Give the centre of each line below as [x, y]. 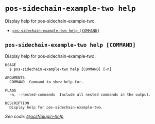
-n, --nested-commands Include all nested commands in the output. [80, 94]
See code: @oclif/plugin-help [34, 116]
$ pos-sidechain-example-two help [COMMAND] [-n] [60, 69]
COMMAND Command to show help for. [46, 82]
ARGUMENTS [15, 77]
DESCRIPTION [17, 103]
